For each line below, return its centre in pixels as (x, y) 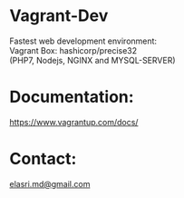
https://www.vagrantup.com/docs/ (74, 122)
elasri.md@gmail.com (50, 183)
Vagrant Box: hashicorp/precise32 (73, 50)
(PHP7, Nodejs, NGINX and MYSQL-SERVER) (92, 60)
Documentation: (72, 97)
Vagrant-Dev (59, 16)
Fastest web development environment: (83, 41)
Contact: (43, 159)
